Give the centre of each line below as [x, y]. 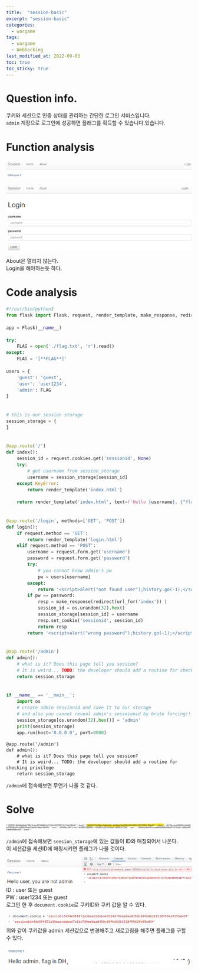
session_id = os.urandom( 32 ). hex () [81, 608]
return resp [52, 627]
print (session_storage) [46, 726]
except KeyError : [38, 483]
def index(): [22, 452]
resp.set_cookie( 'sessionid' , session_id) [90, 620]
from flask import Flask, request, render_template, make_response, [92, 315]
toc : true [18, 62]
